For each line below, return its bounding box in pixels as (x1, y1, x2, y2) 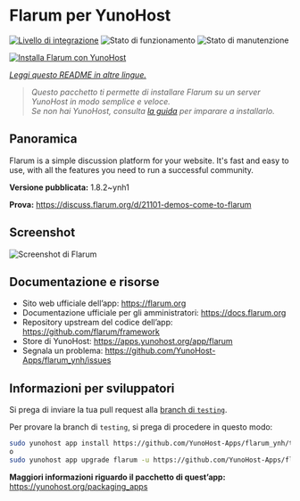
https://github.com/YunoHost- (104, 345, 216, 357)
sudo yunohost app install (9, 439, 110, 448)
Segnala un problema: (21, 345, 104, 357)
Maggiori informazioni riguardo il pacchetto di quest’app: (9, 472, 226, 482)
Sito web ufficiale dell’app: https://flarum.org (21, 298, 187, 308)
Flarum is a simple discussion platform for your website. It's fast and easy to (9, 155, 289, 166)
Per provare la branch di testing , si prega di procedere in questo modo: (9, 422, 273, 432)
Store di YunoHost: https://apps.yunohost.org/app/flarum (21, 336, 234, 347)
